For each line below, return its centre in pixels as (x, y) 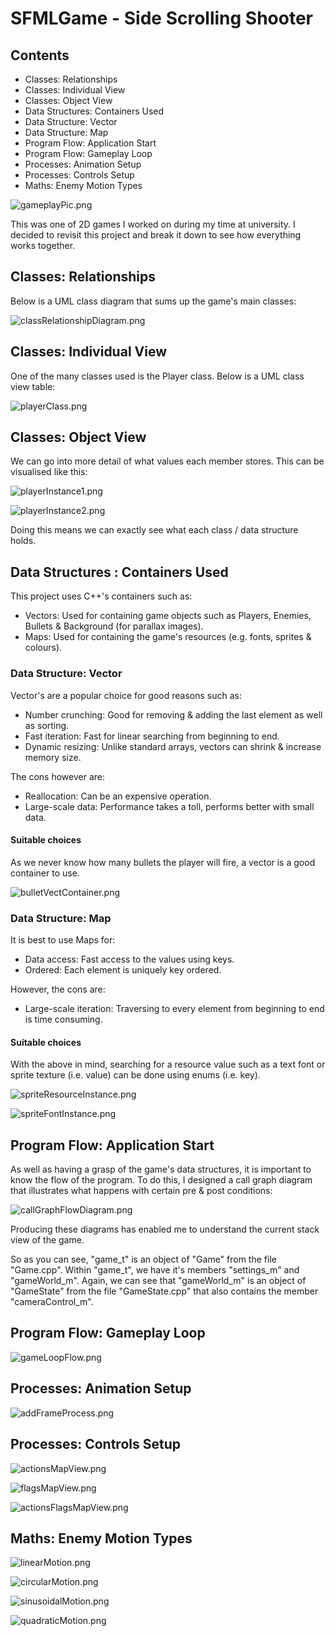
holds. (23, 541)
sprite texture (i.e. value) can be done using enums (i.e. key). (135, 1075)
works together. (43, 245)
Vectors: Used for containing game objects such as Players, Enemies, (168, 616)
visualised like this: (49, 472)
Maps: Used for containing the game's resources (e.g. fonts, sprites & (168, 637)
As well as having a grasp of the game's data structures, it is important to (161, 1169)
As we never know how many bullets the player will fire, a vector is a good (163, 862)
